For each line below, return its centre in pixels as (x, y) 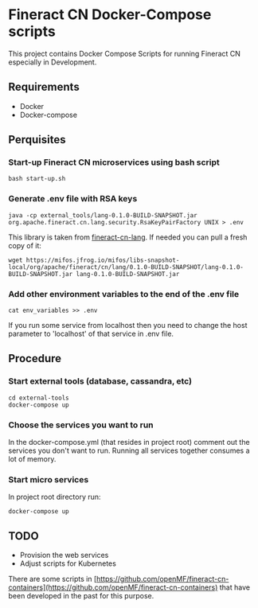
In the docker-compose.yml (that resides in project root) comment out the (129, 442)
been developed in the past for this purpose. (81, 596)
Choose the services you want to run (81, 425)
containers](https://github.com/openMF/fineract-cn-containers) (113, 587)
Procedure (35, 359)
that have (235, 587)
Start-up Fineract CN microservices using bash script (114, 162)
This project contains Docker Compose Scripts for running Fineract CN (125, 53)
